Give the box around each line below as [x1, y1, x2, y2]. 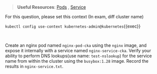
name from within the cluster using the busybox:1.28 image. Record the [5, 58, 149, 64]
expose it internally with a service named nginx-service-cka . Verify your [5, 48, 151, 53]
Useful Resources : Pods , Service [17, 4, 86, 10]
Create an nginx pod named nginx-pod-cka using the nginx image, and [5, 42, 147, 48]
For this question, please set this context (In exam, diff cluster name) [5, 14, 144, 19]
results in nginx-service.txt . [5, 64, 64, 69]
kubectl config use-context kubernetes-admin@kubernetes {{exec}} [5, 23, 141, 29]
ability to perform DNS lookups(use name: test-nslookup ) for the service [5, 53, 152, 59]
